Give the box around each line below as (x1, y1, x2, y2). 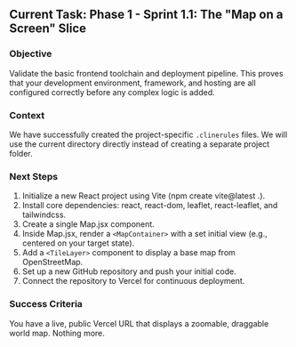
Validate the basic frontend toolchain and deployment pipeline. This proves (9, 68, 284, 78)
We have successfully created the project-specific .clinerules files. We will (9, 129, 288, 140)
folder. (9, 148, 33, 158)
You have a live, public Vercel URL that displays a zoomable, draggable (9, 318, 269, 328)
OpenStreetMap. (21, 257, 84, 268)
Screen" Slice (9, 21, 87, 36)
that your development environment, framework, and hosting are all (9, 77, 256, 88)
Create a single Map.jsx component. (21, 219, 156, 230)
